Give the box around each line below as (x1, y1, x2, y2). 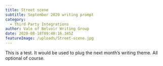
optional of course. (5, 55, 45, 61)
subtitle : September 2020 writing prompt (5, 12, 94, 17)
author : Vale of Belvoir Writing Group (5, 26, 90, 31)
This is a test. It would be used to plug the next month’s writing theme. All (5, 49, 158, 56)
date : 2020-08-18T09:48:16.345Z (5, 31, 73, 36)
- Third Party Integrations (10, 21, 69, 27)
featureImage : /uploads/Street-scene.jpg (5, 36, 94, 41)
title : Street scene (5, 7, 49, 13)
